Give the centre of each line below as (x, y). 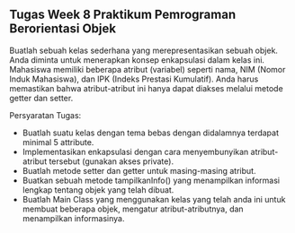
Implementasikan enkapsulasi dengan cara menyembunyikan (135, 151)
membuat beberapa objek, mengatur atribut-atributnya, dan (133, 209)
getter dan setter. (41, 98)
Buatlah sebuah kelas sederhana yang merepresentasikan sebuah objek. (144, 50)
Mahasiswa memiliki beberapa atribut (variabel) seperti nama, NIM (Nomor (147, 69)
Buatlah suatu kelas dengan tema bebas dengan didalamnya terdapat (151, 133)
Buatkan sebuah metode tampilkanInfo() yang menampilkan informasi (151, 180)
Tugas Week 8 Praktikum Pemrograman (123, 15)
